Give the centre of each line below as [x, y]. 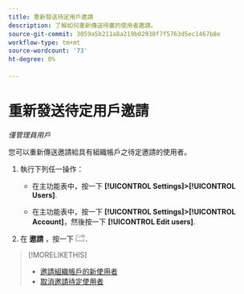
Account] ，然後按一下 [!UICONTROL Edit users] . [114, 222]
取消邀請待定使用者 [72, 281]
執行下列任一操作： [52, 169]
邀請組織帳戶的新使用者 [79, 271]
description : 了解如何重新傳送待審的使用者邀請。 [83, 25]
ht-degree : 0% [32, 59]
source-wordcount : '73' [48, 51]
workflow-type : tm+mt [45, 43]
